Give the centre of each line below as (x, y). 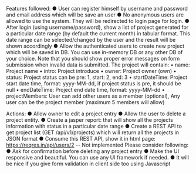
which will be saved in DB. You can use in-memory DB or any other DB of (94, 52)
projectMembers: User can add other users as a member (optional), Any (93, 96)
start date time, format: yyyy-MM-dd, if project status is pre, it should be (94, 84)
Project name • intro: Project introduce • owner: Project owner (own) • (91, 71)
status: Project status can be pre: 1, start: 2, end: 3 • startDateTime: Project (97, 77)
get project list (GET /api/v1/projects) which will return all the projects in (93, 132)
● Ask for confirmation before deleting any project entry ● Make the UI (93, 151)
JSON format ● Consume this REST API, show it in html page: (81, 139)
